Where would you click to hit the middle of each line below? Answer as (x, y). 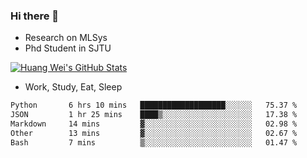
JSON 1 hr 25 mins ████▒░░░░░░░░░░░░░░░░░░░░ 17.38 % (154, 115)
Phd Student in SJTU (68, 48)
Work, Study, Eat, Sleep (73, 87)
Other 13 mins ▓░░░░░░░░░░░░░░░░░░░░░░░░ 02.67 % (154, 133)
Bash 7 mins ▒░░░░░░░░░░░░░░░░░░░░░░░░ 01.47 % (154, 142)
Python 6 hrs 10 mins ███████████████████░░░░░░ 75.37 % (154, 105)
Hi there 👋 (35, 16)
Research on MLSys (66, 38)
